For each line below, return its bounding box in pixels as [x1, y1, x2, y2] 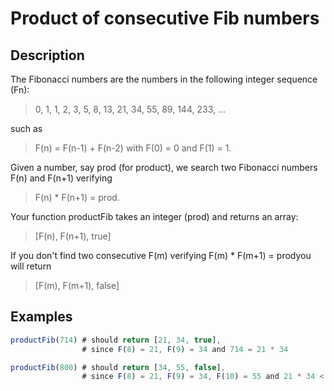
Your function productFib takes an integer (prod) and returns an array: [10, 211, 299, 222]
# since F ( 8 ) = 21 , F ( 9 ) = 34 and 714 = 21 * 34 [81, 344, 289, 354]
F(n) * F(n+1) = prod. [34, 192, 120, 203]
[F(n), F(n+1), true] [34, 230, 112, 242]
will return [10, 260, 52, 272]
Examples [10, 308, 73, 326]
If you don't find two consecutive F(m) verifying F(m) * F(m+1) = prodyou [10, 250, 312, 261]
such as [10, 123, 43, 134]
